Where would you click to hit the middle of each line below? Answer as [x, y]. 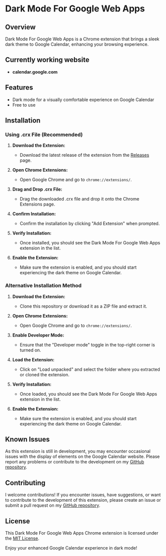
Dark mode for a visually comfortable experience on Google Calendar [83, 100]
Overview [21, 27]
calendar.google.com [35, 72]
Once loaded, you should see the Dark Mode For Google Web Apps [88, 394]
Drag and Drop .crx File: [37, 189]
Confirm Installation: [34, 214]
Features [19, 88]
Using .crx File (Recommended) [44, 134]
